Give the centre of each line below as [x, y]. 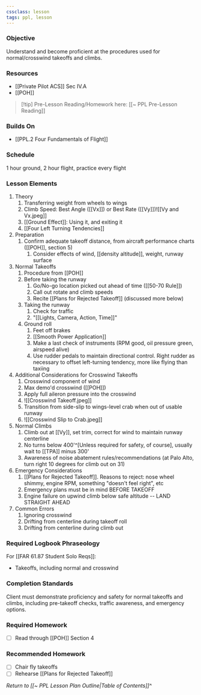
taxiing [41, 368]
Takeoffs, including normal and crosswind [67, 568]
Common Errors [34, 509]
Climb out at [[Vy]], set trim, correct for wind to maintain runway [103, 432]
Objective [21, 38]
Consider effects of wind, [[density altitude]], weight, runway [108, 254]
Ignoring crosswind [48, 515]
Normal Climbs [33, 426]
